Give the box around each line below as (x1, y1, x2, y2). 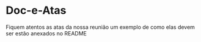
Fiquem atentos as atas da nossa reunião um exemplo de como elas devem (5, 23, 195, 31)
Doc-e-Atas (5, 4, 67, 17)
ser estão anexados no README (5, 29, 87, 37)
